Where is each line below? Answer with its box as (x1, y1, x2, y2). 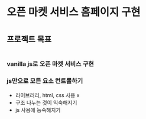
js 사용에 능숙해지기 (15, 106, 61, 113)
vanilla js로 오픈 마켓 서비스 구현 (7, 60, 94, 68)
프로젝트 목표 (7, 34, 52, 44)
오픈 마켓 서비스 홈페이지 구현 (7, 5, 141, 19)
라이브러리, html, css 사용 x (15, 91, 80, 98)
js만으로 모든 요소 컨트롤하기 (7, 77, 83, 85)
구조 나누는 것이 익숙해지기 (15, 99, 77, 106)
